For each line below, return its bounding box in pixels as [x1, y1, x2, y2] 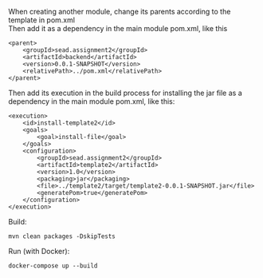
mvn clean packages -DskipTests [8, 232, 116, 240]
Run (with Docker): [8, 247, 70, 256]
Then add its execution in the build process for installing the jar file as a [8, 88, 242, 97]
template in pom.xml [8, 15, 76, 25]
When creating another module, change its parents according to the [8, 7, 231, 16]
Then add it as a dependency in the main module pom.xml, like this [8, 24, 228, 33]
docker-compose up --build [8, 262, 98, 270]
